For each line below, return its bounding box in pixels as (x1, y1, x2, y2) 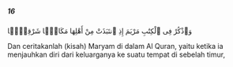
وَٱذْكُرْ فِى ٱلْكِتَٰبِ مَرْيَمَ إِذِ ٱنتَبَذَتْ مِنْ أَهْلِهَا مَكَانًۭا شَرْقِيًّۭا (7, 26, 193, 35)
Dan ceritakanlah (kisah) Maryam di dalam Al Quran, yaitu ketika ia (7, 41, 224, 50)
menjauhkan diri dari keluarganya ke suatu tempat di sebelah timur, (7, 50, 226, 59)
